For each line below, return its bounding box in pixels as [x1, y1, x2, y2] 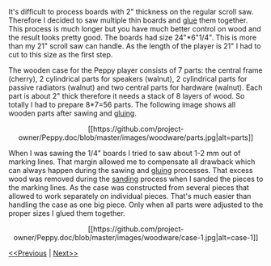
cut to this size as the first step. [8, 50, 113, 59]
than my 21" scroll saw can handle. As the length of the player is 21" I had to [8, 41, 261, 51]
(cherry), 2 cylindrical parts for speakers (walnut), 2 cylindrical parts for [8, 74, 248, 83]
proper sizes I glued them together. [8, 209, 125, 217]
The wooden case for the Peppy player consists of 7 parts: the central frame [8, 65, 263, 75]
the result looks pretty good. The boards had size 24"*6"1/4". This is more [8, 32, 257, 42]
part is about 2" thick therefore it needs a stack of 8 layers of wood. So [8, 91, 245, 100]
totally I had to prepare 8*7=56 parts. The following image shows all [8, 100, 236, 109]
